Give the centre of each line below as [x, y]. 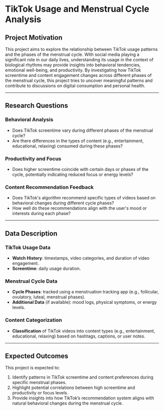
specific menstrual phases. [39, 383]
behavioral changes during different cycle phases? [63, 203]
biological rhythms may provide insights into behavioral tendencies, [73, 65]
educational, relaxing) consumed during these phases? [67, 146]
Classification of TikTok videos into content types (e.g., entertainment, [83, 331]
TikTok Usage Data [28, 247]
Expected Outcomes [37, 356]
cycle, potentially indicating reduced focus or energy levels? [72, 174]
